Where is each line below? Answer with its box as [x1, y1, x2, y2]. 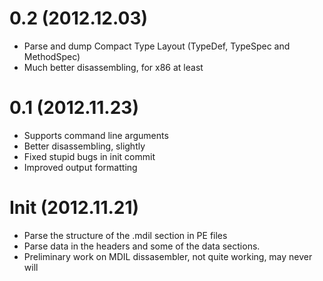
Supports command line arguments [23, 129, 169, 141]
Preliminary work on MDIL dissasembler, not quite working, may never [23, 250, 313, 262]
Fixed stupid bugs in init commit [23, 150, 156, 162]
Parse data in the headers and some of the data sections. [23, 240, 261, 252]
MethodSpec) [23, 50, 81, 62]
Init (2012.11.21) [9, 197, 140, 219]
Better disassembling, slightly [23, 140, 146, 152]
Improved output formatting [23, 161, 138, 173]
